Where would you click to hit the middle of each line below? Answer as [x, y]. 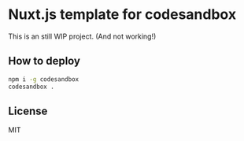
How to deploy [44, 61]
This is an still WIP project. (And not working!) [82, 36]
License [28, 111]
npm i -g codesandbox [44, 79]
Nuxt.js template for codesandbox [122, 15]
